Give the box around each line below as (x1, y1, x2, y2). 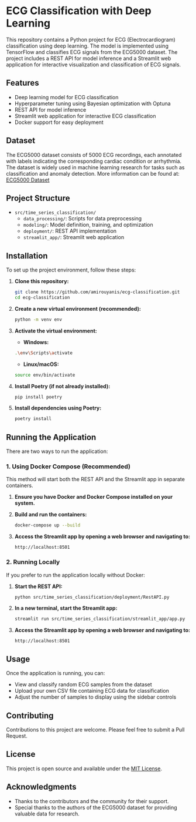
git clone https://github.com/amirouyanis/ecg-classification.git (14, 289, 180, 295)
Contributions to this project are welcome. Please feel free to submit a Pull (6, 726, 185, 733)
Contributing (6, 710, 54, 720)
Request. (6, 732, 27, 739)
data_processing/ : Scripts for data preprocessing (23, 215, 142, 222)
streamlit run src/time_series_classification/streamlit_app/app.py (14, 616, 185, 622)
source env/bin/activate (14, 372, 75, 378)
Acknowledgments (6, 782, 77, 792)
